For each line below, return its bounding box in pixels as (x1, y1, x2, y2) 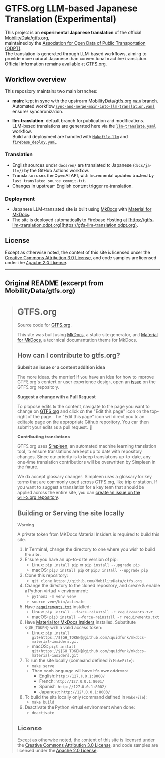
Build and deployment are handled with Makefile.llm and (12, 133, 128, 139)
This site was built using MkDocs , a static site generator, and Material (17, 332, 158, 338)
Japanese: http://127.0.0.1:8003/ (39, 689, 110, 695)
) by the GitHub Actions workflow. (21, 168, 89, 174)
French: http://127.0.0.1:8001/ (39, 678, 105, 684)
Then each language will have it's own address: (31, 668, 128, 674)
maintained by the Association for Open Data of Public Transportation (5, 40, 146, 46)
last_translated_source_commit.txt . (12, 178, 87, 184)
